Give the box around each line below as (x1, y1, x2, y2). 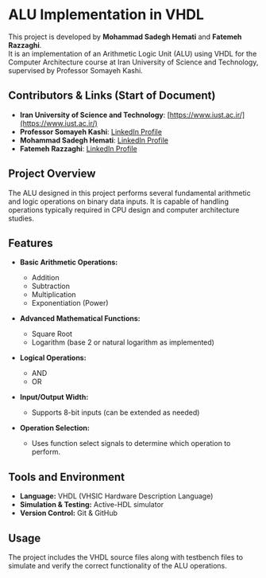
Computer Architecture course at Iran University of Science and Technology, (8, 57, 259, 67)
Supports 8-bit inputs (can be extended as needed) (31, 408, 200, 417)
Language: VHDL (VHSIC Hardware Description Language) (19, 491, 214, 501)
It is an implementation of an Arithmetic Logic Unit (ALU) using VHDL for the (8, 49, 257, 58)
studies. (8, 213, 34, 223)
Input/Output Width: (19, 392, 89, 402)
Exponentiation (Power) (31, 299, 109, 308)
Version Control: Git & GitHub (19, 508, 118, 518)
